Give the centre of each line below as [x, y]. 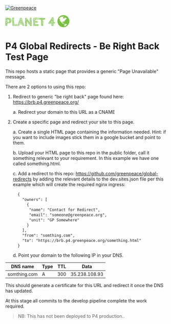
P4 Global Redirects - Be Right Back [82, 46]
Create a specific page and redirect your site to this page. [73, 122]
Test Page [27, 57]
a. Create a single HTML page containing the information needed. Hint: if [89, 132]
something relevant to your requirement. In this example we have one [86, 158]
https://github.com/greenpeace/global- [117, 173]
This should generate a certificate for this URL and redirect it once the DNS [84, 286]
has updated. [19, 291]
